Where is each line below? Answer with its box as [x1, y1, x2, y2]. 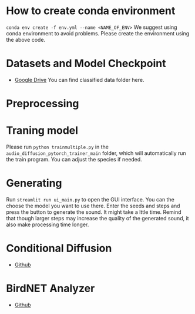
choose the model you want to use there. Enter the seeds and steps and [6, 202, 180, 209]
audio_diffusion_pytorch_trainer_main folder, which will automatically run [6, 150, 186, 157]
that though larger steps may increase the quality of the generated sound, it [6, 214, 189, 222]
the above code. [6, 36, 46, 43]
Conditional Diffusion [6, 242, 112, 255]
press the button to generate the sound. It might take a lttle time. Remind [6, 208, 181, 216]
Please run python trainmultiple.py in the [6, 143, 109, 150]
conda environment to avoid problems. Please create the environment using [6, 29, 190, 37]
